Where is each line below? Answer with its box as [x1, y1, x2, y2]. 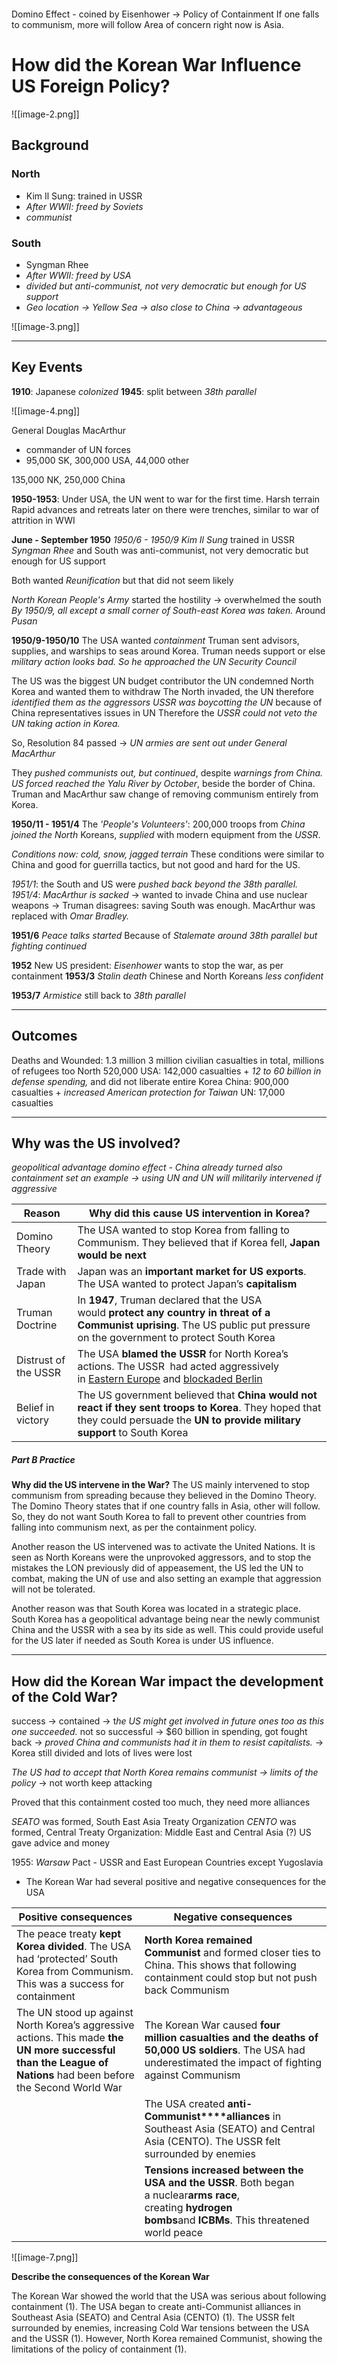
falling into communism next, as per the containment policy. [11, 1521, 258, 1534]
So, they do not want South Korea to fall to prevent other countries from [11, 1511, 307, 1523]
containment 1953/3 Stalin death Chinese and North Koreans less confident [11, 970, 324, 982]
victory [16, 1413, 49, 1427]
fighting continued [11, 940, 88, 952]
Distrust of [16, 1353, 66, 1367]
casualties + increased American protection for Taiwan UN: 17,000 [11, 1086, 286, 1098]
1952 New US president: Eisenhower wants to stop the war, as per [11, 959, 284, 971]
